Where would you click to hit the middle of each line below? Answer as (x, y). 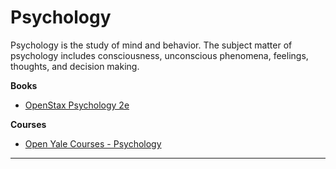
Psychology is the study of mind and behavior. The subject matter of (151, 45)
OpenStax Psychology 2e (77, 105)
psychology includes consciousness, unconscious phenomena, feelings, (159, 55)
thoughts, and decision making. (75, 66)
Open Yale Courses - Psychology (93, 143)
